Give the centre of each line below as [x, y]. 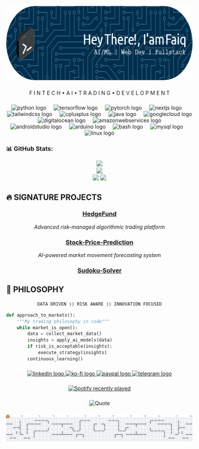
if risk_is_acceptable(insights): [70, 347]
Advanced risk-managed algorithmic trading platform [99, 227]
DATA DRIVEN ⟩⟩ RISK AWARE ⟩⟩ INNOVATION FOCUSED [99, 304]
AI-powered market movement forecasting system [99, 255]
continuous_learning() [55, 359]
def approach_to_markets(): [41, 315]
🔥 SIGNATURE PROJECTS [54, 197]
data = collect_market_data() [65, 334]
